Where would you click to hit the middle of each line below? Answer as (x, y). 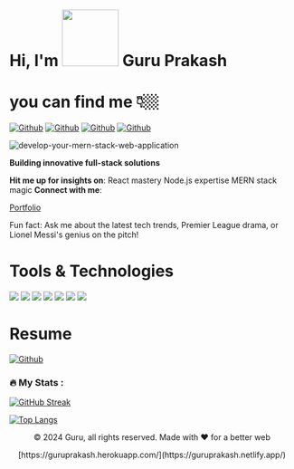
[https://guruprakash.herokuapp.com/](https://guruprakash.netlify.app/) (152, 455)
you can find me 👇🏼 (85, 102)
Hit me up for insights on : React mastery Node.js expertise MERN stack (143, 180)
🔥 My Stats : (37, 382)
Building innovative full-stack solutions (85, 163)
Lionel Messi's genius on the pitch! (74, 234)
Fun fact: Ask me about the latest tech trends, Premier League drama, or (144, 225)
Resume (41, 334)
